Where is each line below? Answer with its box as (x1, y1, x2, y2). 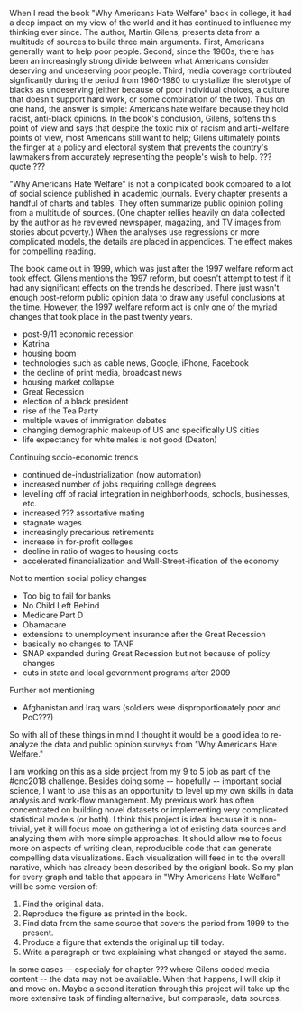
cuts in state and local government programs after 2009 (22, 667, 231, 678)
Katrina (22, 339, 50, 348)
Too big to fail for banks (22, 590, 111, 601)
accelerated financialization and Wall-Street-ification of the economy (22, 555, 280, 566)
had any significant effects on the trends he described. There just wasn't (9, 283, 280, 292)
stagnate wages (22, 517, 83, 527)
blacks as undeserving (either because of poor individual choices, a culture (9, 85, 289, 95)
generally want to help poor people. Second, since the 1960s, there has (9, 46, 275, 57)
